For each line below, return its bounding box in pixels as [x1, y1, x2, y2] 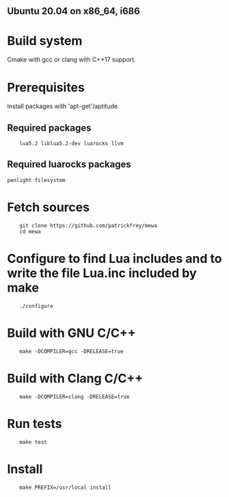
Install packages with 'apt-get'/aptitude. [7, 102, 120, 110]
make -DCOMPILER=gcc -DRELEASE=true [19, 348, 124, 355]
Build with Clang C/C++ [7, 370, 144, 386]
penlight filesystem [7, 177, 66, 183]
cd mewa [19, 228, 41, 235]
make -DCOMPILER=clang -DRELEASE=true [19, 393, 130, 400]
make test [19, 438, 48, 446]
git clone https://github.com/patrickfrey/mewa [19, 222, 157, 229]
